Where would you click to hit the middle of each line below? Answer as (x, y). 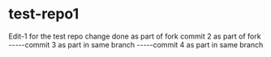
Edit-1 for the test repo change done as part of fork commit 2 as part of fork (135, 36)
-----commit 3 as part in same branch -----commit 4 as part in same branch (136, 44)
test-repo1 (44, 14)
